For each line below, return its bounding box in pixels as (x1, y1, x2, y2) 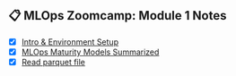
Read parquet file (21, 56, 86, 67)
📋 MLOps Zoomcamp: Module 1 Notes (8, 8, 227, 23)
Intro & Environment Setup (21, 36, 118, 47)
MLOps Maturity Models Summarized (21, 46, 160, 57)
